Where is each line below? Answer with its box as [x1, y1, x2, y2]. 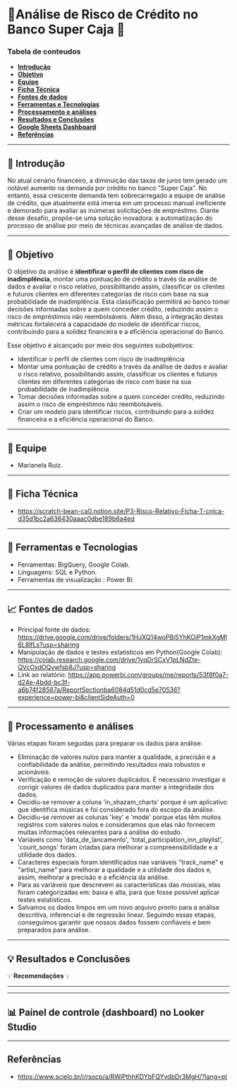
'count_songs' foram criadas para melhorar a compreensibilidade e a [17, 843, 218, 852]
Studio [7, 1022, 37, 1034]
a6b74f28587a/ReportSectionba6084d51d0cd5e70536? [17, 685, 181, 694]
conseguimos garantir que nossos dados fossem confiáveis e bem [17, 918, 211, 927]
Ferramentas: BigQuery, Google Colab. [17, 560, 130, 569]
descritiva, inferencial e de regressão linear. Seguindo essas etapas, [17, 910, 217, 919]
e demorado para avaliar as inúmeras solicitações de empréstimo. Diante [7, 207, 219, 215]
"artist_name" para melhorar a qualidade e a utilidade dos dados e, [17, 866, 212, 874]
